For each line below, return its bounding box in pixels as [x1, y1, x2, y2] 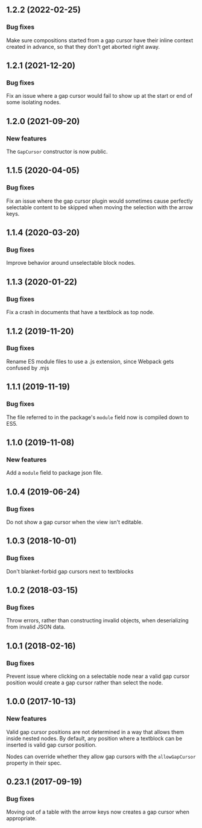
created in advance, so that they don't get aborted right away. [6, 43, 160, 50]
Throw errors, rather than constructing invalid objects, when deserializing [6, 617, 189, 624]
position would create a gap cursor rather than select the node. [6, 678, 163, 686]
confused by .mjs [6, 364, 49, 371]
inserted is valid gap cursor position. [6, 741, 97, 748]
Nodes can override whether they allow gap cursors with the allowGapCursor [6, 753, 196, 760]
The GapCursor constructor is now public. [6, 148, 108, 156]
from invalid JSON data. [6, 624, 66, 631]
